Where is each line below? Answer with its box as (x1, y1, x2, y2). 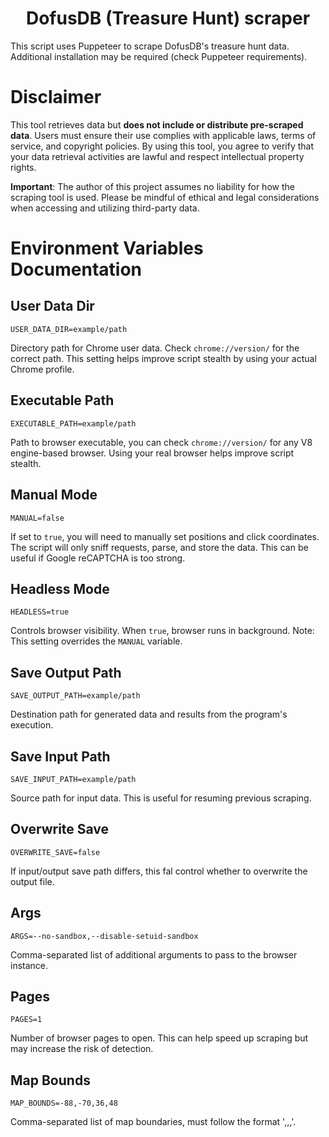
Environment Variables (10, 237, 204, 260)
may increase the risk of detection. (10, 1043, 154, 1055)
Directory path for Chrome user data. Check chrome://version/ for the (10, 342, 300, 354)
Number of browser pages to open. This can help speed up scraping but (10, 1032, 309, 1044)
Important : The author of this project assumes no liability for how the (10, 180, 295, 192)
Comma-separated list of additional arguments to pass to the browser (10, 948, 298, 961)
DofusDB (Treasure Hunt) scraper (25, 7, 311, 30)
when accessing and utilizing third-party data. (10, 202, 200, 214)
